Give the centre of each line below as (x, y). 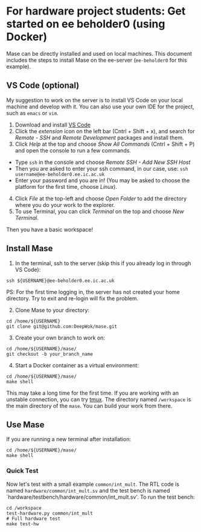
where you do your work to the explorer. (65, 205)
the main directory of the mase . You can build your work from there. (89, 406)
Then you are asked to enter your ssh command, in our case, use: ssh (101, 168)
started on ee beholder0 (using (86, 24)
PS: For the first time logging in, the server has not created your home (93, 292)
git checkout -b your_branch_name (50, 354)
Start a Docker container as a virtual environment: (77, 365)
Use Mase (25, 425)
